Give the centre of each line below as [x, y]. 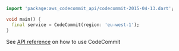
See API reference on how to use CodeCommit [63, 42]
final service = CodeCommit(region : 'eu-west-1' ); [76, 25]
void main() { [24, 19]
